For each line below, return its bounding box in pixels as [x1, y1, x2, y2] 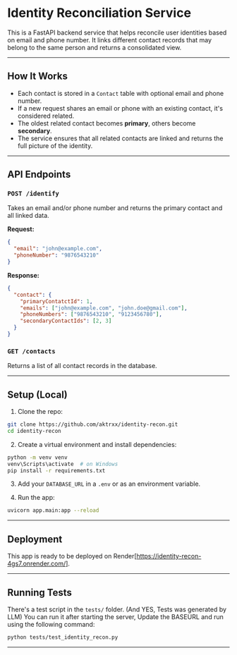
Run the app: [17, 494, 55, 502]
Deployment [7, 533, 63, 545]
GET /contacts [7, 347, 56, 355]
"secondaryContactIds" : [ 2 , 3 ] [20, 317, 112, 325]
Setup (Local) [7, 388, 68, 400]
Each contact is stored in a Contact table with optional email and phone [17, 89, 224, 97]
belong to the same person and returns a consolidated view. [7, 43, 182, 51]
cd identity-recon [7, 427, 61, 434]
